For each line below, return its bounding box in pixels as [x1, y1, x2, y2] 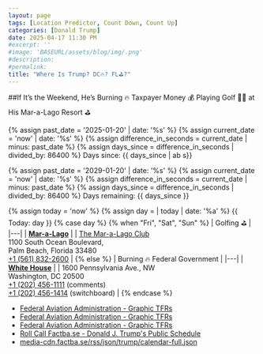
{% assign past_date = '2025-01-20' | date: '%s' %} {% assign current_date [8, 125, 255, 134]
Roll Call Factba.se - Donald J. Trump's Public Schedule [19, 329, 201, 338]
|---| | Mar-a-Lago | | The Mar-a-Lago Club [8, 228, 150, 238]
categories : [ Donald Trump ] [8, 26, 101, 34]
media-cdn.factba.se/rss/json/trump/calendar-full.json [19, 337, 197, 346]
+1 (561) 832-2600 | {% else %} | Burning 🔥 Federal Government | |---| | [8, 254, 243, 263]
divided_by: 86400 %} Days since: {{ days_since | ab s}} [8, 150, 193, 160]
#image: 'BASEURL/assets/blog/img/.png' [8, 48, 144, 56]
